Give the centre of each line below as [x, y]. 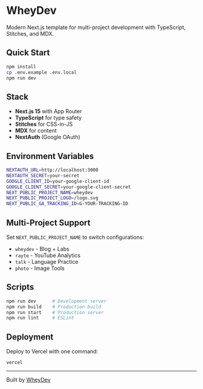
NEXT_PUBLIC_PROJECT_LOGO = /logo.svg [52, 198]
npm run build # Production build [54, 307]
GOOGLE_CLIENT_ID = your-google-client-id [58, 181]
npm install [21, 67]
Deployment [30, 337]
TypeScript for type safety [48, 118]
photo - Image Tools [40, 268]
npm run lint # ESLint [40, 318]
